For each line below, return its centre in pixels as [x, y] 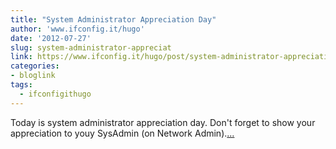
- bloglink [33, 76]
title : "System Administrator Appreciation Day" [113, 19]
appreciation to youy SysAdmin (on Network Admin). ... [122, 133]
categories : [35, 66]
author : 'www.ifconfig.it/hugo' [77, 29]
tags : [21, 85]
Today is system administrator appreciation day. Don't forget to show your [163, 122]
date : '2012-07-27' [51, 38]
